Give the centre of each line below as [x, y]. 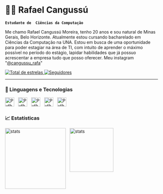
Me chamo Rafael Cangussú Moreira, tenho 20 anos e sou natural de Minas [80, 32]
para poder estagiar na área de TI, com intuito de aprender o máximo [74, 47]
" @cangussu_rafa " [24, 63]
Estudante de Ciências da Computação [44, 23]
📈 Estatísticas [22, 118]
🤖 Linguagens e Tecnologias [39, 89]
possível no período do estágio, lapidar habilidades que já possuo [71, 53]
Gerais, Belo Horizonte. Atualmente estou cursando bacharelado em [73, 37]
